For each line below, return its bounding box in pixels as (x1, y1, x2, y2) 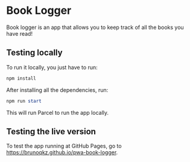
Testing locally (6, 48, 63, 58)
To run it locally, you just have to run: (6, 63, 98, 71)
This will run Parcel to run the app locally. (6, 109, 109, 116)
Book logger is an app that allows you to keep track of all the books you (6, 24, 184, 31)
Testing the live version (6, 126, 97, 137)
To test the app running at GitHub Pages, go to (6, 143, 122, 150)
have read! (6, 30, 33, 37)
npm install (6, 75, 36, 82)
